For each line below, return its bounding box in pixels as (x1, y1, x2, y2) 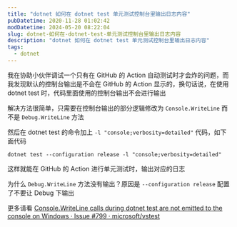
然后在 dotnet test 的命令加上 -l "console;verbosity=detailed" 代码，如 (7, 128, 221, 136)
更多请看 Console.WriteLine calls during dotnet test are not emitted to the (7, 203, 223, 212)
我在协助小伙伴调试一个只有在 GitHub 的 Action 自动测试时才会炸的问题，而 (7, 71, 229, 79)
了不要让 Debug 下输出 (7, 188, 75, 197)
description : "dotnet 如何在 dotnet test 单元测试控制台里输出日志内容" (7, 37, 210, 44)
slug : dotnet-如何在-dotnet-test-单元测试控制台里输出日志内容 (7, 30, 181, 38)
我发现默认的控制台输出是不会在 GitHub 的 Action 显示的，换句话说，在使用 (7, 79, 229, 88)
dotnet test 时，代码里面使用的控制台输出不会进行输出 (7, 89, 166, 97)
